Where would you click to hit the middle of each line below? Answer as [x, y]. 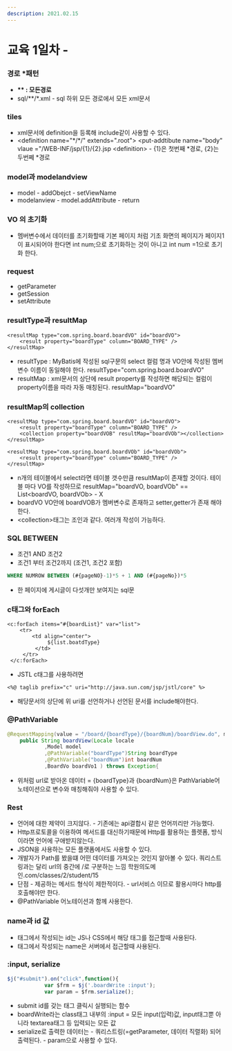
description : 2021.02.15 [43, 14]
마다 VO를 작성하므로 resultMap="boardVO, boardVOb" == [106, 486]
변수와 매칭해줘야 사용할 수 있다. [96, 789]
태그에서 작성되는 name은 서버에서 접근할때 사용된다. [89, 946]
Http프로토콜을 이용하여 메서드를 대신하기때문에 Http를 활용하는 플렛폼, [113, 832]
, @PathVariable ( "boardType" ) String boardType [110, 753]
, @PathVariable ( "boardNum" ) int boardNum [103, 760]
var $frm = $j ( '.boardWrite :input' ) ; [100, 985]
